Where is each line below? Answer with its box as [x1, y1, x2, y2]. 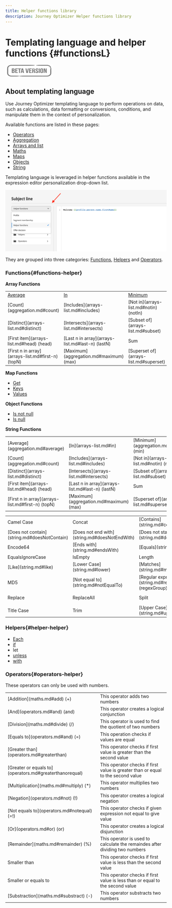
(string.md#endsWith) [72, 547, 119, 553]
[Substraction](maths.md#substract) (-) [7, 893, 93, 899]
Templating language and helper [5, 37, 146, 48]
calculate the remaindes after [100, 841, 162, 847]
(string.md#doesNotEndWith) [72, 534, 135, 540]
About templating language [5, 87, 95, 96]
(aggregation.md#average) [7, 445, 65, 451]
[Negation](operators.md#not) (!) [7, 795, 78, 802]
